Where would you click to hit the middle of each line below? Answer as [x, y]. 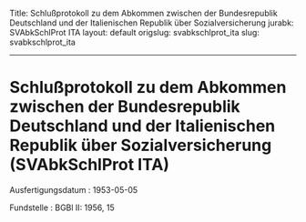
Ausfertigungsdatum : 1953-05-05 [74, 189]
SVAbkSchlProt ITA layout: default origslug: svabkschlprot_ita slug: [134, 32]
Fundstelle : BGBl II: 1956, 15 [62, 207]
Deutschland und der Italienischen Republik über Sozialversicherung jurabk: [152, 23]
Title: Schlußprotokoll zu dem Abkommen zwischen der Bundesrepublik [143, 13]
